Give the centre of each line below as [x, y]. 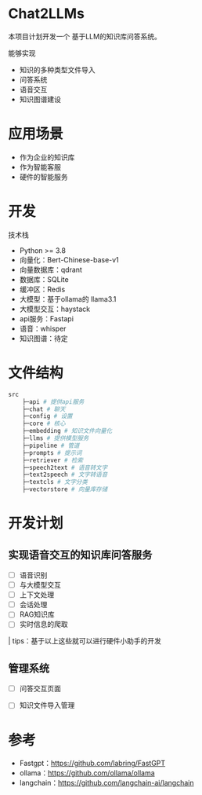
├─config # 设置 [47, 416]
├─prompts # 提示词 [52, 452]
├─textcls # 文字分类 [55, 482]
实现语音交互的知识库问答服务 [80, 555]
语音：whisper [43, 328]
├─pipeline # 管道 [51, 445]
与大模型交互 [40, 585]
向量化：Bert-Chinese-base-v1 [69, 259]
